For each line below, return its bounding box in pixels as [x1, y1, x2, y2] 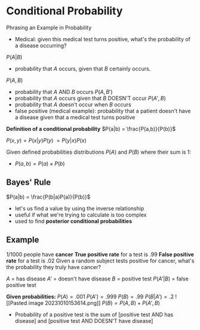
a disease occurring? [14, 42, 67, 49]
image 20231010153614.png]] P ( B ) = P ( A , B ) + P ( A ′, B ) [28, 299, 160, 306]
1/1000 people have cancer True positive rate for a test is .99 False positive [6, 250, 194, 258]
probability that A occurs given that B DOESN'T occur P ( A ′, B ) [14, 94, 166, 102]
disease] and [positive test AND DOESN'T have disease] [14, 317, 153, 324]
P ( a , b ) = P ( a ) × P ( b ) [14, 160, 65, 167]
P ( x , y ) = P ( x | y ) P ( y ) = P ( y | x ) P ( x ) [6, 136, 87, 144]
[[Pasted [6, 299, 27, 306]
